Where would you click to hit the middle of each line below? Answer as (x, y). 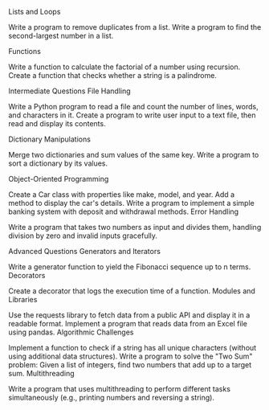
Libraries (23, 299)
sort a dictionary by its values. (58, 163)
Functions (25, 51)
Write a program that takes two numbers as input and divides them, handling (135, 227)
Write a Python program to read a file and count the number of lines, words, (133, 107)
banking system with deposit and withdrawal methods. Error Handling (124, 211)
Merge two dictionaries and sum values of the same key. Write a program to (134, 155)
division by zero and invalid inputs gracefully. (83, 236)
